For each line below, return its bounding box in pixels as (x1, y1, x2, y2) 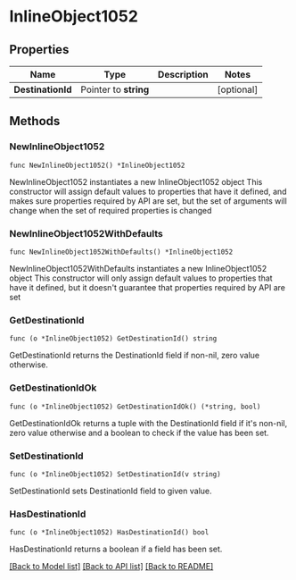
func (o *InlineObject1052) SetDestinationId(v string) (9, 469, 221, 479)
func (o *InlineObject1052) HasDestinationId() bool (9, 528, 210, 537)
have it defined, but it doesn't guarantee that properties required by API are (9, 282, 285, 292)
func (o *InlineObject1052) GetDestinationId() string (9, 334, 218, 343)
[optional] (217, 83, 259, 96)
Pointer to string (80, 83, 150, 96)
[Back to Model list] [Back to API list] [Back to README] (9, 561, 214, 572)
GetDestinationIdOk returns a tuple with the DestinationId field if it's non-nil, (9, 417, 288, 428)
